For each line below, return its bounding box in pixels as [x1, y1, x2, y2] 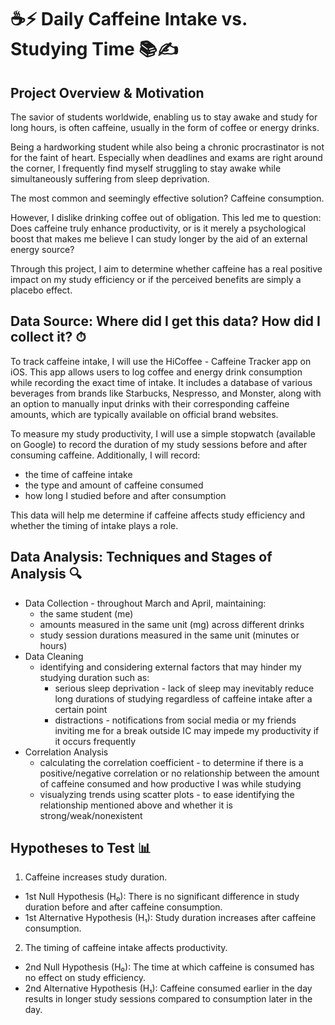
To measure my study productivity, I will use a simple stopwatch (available [10, 427, 316, 440]
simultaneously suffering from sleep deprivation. [10, 173, 210, 185]
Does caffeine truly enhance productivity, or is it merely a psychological [10, 222, 307, 234]
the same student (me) [39, 607, 134, 620]
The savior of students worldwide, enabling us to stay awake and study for [10, 111, 318, 123]
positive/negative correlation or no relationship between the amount [39, 767, 320, 779]
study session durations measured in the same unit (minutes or [39, 629, 300, 641]
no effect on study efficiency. [24, 972, 147, 984]
